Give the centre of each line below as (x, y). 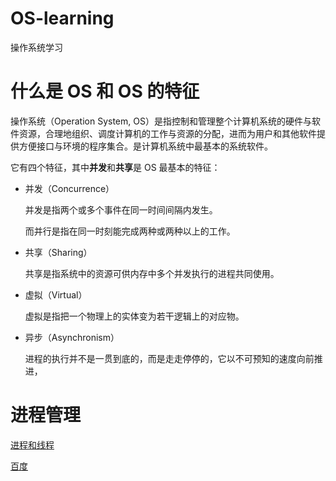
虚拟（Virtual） (56, 294)
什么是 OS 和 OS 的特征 (105, 91)
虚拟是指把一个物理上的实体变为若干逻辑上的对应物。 (134, 316)
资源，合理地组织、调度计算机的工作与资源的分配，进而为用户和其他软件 (167, 133)
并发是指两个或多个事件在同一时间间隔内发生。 (121, 209)
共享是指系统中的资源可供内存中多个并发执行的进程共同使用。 (152, 273)
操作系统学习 (36, 47)
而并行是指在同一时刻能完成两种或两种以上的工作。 (130, 231)
